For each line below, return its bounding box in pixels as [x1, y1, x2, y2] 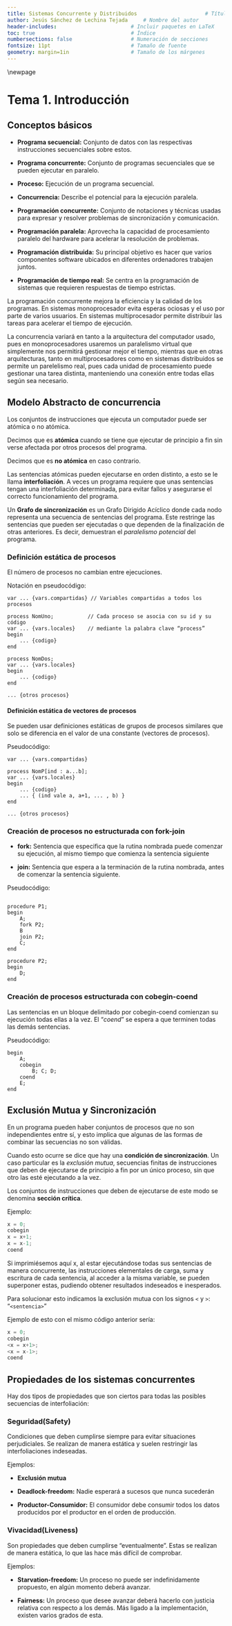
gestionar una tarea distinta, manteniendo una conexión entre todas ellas [7, 369, 215, 378]
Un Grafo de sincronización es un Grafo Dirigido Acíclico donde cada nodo [7, 505, 222, 513]
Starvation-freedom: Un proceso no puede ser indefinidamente [17, 1575, 200, 1584]
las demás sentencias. [7, 1023, 71, 1031]
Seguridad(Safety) [7, 1417, 71, 1426]
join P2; [19, 933, 45, 941]
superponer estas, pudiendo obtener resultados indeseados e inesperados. [7, 1281, 222, 1289]
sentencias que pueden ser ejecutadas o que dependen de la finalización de [7, 520, 224, 529]
